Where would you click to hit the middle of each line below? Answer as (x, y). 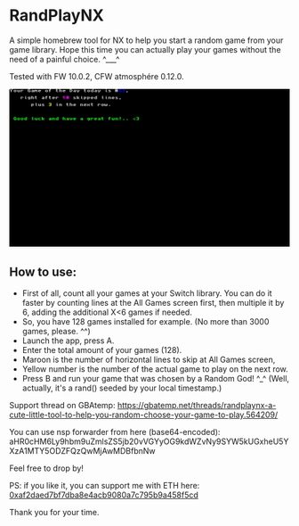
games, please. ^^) (56, 332)
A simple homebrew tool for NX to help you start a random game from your (146, 40)
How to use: (43, 271)
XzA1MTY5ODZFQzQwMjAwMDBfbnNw (82, 451)
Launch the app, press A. (68, 341)
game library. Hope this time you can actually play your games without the (145, 49)
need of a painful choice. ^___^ (65, 59)
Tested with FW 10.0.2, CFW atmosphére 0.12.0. (97, 76)
